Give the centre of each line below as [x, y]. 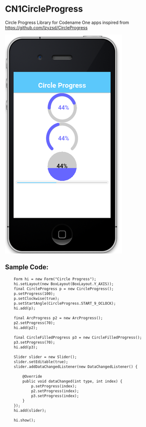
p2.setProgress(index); [55, 391]
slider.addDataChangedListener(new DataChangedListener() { [76, 367]
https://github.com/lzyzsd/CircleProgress [46, 27]
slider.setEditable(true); [41, 362]
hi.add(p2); [26, 328]
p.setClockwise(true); [37, 298]
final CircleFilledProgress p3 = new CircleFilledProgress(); [78, 337]
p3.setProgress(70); [34, 342]
